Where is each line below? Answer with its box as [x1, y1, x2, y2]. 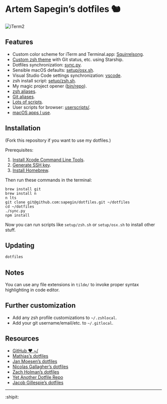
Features [5, 38, 33, 46]
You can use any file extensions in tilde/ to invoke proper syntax [5, 282, 139, 288]
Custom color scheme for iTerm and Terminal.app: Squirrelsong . [12, 51, 144, 57]
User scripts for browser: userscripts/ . [12, 104, 91, 110]
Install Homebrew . [12, 167, 50, 173]
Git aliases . [12, 93, 35, 99]
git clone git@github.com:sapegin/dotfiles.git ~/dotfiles [5, 200, 130, 205]
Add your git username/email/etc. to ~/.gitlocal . [12, 320, 113, 326]
